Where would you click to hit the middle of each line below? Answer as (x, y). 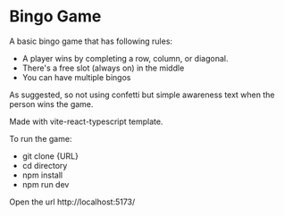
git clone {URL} (50, 156)
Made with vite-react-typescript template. (86, 121)
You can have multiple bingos (76, 77)
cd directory (45, 165)
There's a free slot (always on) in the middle (103, 68)
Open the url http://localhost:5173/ (72, 202)
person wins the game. (51, 104)
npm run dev (46, 184)
